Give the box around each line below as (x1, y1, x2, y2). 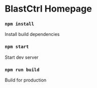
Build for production (5, 77, 47, 83)
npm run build (5, 67, 40, 72)
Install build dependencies (5, 31, 60, 37)
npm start (5, 44, 29, 50)
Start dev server (5, 54, 39, 60)
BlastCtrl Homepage (5, 3, 92, 15)
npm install (5, 21, 35, 27)
